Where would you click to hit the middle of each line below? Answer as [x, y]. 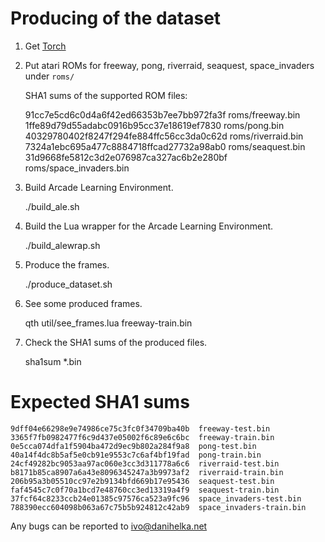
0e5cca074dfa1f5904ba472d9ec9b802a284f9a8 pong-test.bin [133, 446]
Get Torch [45, 46]
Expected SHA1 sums [100, 402]
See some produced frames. [83, 303]
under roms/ [49, 76]
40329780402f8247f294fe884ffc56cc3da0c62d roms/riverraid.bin [164, 136]
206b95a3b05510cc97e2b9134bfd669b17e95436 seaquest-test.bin [142, 481]
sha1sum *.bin [53, 361]
